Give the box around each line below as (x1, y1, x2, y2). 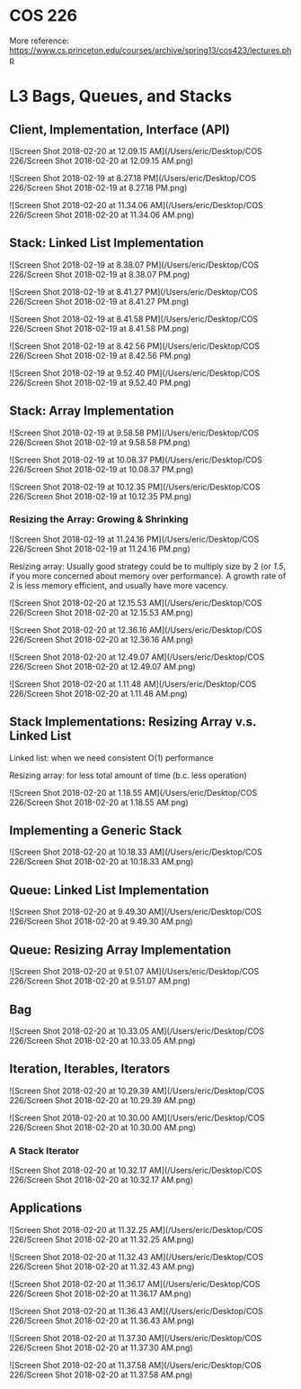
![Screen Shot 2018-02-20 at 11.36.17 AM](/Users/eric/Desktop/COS (9, 1278, 261, 1289)
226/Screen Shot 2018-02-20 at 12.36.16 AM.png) (9, 634, 194, 644)
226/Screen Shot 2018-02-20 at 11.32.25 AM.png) (9, 1234, 195, 1245)
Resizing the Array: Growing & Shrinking (9, 513, 189, 525)
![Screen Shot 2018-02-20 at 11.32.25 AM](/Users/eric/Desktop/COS (9, 1224, 263, 1235)
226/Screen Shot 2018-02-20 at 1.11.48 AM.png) (9, 688, 189, 699)
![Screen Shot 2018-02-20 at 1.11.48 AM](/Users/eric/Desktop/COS (9, 678, 257, 690)
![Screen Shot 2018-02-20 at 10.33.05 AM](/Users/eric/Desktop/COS (9, 1025, 265, 1037)
